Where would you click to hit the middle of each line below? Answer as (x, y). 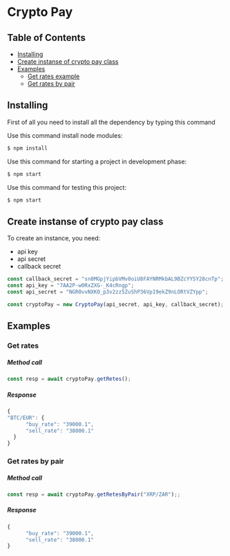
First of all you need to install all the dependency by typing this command (111, 122)
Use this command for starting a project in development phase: (97, 161)
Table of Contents (47, 38)
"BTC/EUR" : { (26, 418)
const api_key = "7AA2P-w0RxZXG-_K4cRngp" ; (71, 286)
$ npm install (28, 148)
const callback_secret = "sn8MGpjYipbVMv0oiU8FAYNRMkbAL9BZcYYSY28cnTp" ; (116, 279)
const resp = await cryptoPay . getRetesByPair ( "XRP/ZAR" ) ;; (94, 495)
